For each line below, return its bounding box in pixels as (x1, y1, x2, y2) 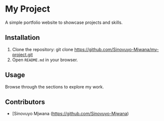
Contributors (5, 98, 45, 106)
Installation (5, 34, 40, 42)
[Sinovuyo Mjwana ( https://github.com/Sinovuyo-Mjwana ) (12, 111, 129, 117)
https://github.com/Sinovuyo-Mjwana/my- (74, 46, 159, 52)
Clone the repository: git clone (12, 46, 73, 52)
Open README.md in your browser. (12, 57, 78, 63)
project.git (12, 52, 33, 57)
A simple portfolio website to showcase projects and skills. (5, 19, 123, 25)
